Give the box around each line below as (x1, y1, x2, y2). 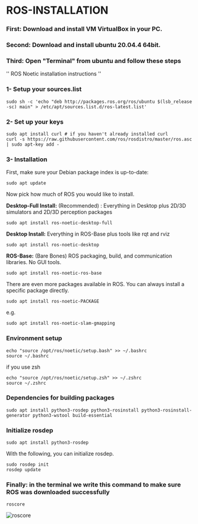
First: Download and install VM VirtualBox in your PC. (6, 25, 163, 33)
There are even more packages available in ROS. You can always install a (6, 281, 185, 288)
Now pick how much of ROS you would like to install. (6, 191, 135, 198)
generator (6, 412, 31, 418)
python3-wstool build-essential (32, 412, 113, 418)
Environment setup (6, 334, 62, 343)
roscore (6, 501, 25, 507)
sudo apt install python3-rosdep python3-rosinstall (6, 407, 139, 413)
